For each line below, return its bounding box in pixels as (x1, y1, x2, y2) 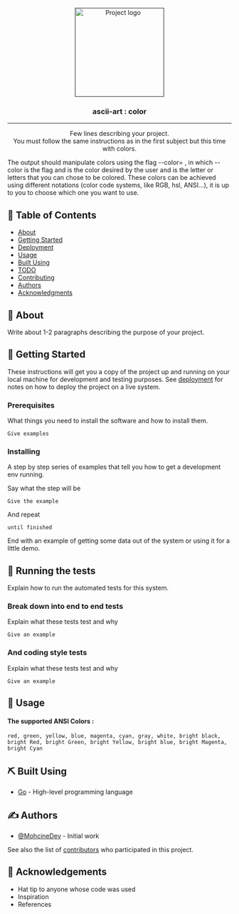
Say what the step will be (7, 484, 81, 493)
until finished (7, 524, 53, 531)
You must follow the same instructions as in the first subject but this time (13, 137, 226, 146)
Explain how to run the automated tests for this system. (7, 584, 169, 592)
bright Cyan (7, 745, 43, 753)
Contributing (17, 273, 55, 282)
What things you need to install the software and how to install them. (7, 417, 208, 425)
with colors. (102, 144, 137, 153)
